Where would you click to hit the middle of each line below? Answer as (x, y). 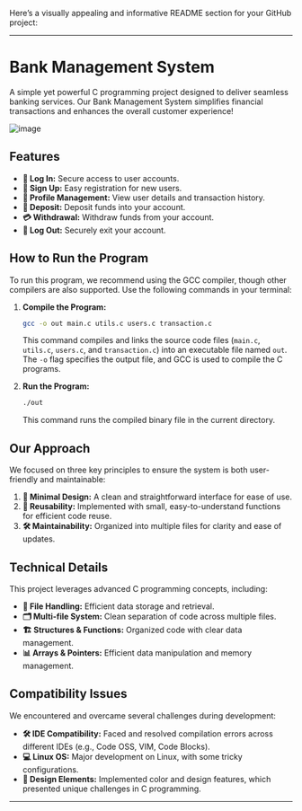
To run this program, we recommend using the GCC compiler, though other (148, 280)
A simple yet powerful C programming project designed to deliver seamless (149, 92)
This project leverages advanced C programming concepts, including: (138, 588)
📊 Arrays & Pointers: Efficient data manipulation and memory (137, 652)
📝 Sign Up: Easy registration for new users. (102, 188)
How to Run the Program (79, 258)
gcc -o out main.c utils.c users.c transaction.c (117, 323)
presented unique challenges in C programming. (112, 789)
